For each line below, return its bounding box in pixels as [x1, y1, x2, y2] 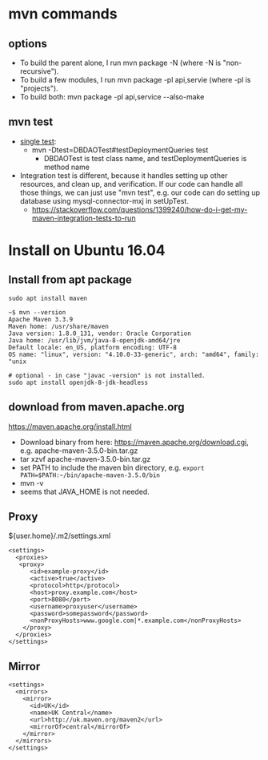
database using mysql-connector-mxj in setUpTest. [19, 196, 190, 205]
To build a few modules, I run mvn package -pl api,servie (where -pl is [19, 75, 251, 84]
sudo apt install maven [8, 294, 88, 302]
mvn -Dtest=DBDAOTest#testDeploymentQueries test [31, 145, 209, 155]
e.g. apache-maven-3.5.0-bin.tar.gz [19, 446, 138, 455]
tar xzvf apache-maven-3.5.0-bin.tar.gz [19, 454, 151, 463]
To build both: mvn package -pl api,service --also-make [19, 92, 205, 101]
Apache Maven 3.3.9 [8, 315, 74, 323]
